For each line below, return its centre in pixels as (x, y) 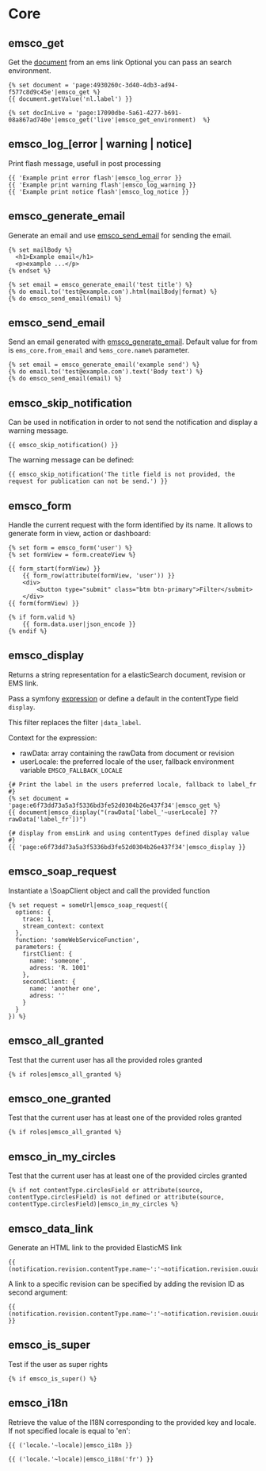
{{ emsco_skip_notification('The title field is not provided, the (122, 475)
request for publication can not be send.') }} (88, 481)
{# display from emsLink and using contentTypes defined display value (129, 833)
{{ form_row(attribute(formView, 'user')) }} (99, 576)
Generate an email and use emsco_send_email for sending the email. (120, 235)
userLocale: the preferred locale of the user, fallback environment (127, 761)
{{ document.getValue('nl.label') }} (70, 99)
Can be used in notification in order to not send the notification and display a (133, 423)
